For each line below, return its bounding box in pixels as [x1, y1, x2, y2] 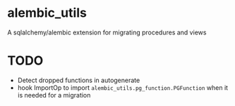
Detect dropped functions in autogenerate [17, 76, 140, 84]
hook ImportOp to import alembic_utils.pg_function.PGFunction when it [17, 83, 228, 92]
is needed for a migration [17, 91, 91, 99]
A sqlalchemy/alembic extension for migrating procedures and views [7, 28, 207, 37]
